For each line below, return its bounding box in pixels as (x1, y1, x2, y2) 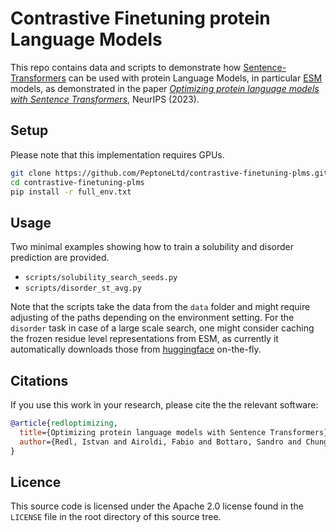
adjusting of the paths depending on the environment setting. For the (10, 312, 295, 324)
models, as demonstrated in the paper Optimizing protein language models (10, 82, 320, 94)
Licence (10, 473, 62, 491)
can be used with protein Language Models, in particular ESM (68, 72, 323, 84)
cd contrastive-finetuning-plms (10, 177, 145, 187)
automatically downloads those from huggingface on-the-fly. (10, 343, 262, 356)
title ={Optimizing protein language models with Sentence (19, 427, 267, 437)
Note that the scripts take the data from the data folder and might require (10, 301, 311, 313)
